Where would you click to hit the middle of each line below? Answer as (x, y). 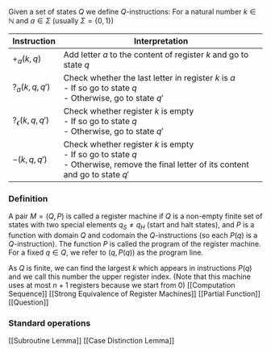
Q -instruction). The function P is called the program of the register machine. (135, 244)
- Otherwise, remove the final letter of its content (156, 164)
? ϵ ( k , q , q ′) (31, 121)
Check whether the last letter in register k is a (149, 78)
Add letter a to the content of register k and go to (156, 54)
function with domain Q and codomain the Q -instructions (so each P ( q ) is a (133, 235)
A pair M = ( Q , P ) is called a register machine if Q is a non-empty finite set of (135, 216)
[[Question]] (29, 302)
